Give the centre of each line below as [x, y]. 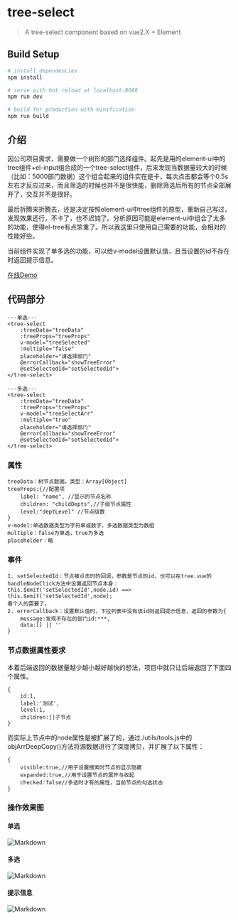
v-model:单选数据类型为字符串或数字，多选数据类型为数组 [81, 525]
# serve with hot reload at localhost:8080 [73, 90]
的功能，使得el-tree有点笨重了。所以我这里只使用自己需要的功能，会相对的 [117, 227]
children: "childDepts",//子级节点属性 [76, 504]
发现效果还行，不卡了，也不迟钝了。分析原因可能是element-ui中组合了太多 [117, 218]
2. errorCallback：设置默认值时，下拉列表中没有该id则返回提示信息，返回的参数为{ [117, 612]
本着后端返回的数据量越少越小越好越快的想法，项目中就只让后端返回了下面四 [119, 667]
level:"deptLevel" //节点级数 [63, 512]
